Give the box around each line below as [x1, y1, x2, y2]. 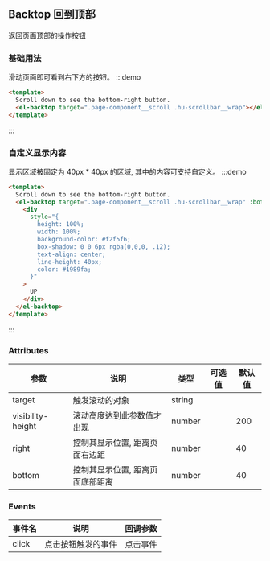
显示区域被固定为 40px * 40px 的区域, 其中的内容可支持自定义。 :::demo [8, 167, 247, 176]
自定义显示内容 [8, 147, 67, 159]
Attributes [8, 344, 49, 356]
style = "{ [29, 212, 59, 221]
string [171, 394, 194, 405]
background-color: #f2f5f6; [37, 236, 131, 244]
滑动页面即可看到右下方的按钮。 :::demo [8, 72, 141, 82]
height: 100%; [37, 221, 84, 229]
